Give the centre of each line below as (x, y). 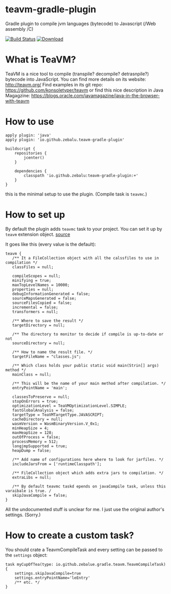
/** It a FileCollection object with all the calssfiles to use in (85, 258)
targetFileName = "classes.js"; (47, 357)
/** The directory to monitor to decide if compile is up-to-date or (88, 334)
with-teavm (17, 101)
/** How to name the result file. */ (52, 352)
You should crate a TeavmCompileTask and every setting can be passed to (84, 549)
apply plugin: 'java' (28, 135)
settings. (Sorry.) (23, 515)
